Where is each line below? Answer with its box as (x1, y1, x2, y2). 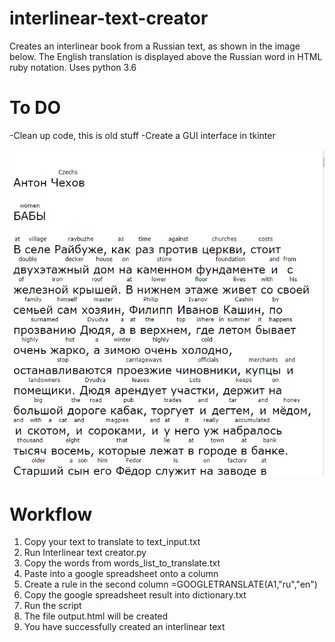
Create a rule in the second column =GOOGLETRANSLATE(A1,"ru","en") (23, 578, 318, 591)
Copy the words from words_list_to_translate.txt (23, 557, 221, 569)
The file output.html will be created (23, 610, 169, 622)
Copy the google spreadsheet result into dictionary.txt (23, 589, 247, 601)
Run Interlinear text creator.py (23, 547, 147, 559)
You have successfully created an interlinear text (23, 621, 226, 633)
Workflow (9, 503, 93, 526)
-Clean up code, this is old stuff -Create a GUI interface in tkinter (9, 129, 276, 141)
